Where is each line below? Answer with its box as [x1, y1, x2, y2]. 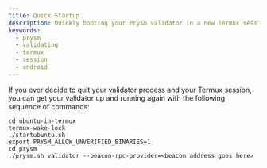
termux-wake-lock [8, 124, 66, 132]
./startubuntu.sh [8, 131, 66, 139]
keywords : [8, 26, 41, 34]
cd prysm [8, 144, 37, 153]
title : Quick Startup [8, 11, 80, 20]
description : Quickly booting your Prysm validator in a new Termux [8, 19, 240, 27]
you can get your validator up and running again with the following [8, 93, 226, 103]
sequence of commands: [8, 101, 90, 111]
